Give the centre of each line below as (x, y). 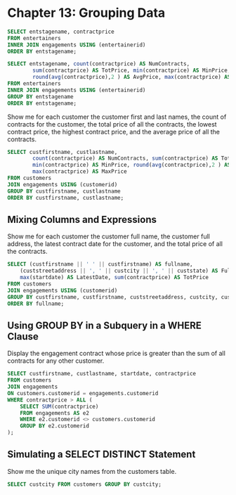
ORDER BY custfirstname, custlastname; (66, 198)
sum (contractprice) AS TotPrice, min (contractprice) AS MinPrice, (132, 71)
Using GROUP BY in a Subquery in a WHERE (105, 325)
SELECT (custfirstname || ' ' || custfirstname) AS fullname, (100, 264)
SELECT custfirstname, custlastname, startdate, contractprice (102, 374)
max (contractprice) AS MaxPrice (80, 172)
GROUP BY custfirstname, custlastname (64, 191)
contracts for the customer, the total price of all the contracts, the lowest (112, 124)
